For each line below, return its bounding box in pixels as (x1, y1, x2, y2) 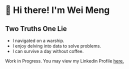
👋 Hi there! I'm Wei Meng (5, 4, 110, 16)
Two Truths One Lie (5, 24, 67, 33)
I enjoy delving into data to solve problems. (12, 43, 101, 49)
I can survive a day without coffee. (12, 48, 84, 54)
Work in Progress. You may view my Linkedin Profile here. (5, 58, 124, 64)
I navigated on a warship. (12, 37, 64, 43)
